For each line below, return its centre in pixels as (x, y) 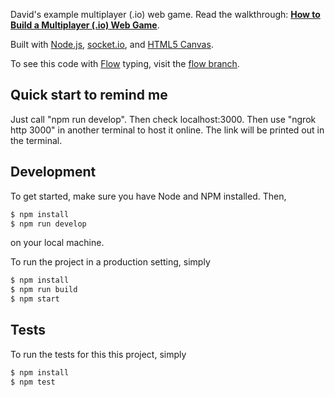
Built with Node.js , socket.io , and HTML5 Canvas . (112, 44)
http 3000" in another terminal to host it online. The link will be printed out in (167, 130)
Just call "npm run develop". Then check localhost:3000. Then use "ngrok (163, 119)
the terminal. (36, 140)
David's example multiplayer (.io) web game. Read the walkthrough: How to (165, 14)
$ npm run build (44, 290)
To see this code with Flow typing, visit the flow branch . (125, 63)
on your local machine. (57, 243)
